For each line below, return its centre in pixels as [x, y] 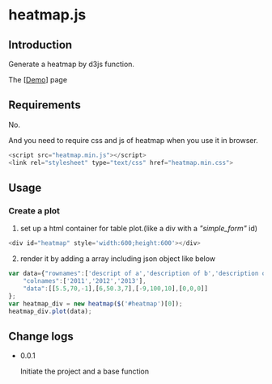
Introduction [40, 45]
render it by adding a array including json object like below [118, 259]
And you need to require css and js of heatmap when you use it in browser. [134, 140]
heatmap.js [47, 15]
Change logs [41, 336]
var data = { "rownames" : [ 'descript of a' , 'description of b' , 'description [134, 274]
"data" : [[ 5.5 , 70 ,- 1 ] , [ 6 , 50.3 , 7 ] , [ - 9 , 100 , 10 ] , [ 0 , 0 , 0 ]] [116, 289]
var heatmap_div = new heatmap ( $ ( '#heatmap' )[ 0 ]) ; [96, 304]
